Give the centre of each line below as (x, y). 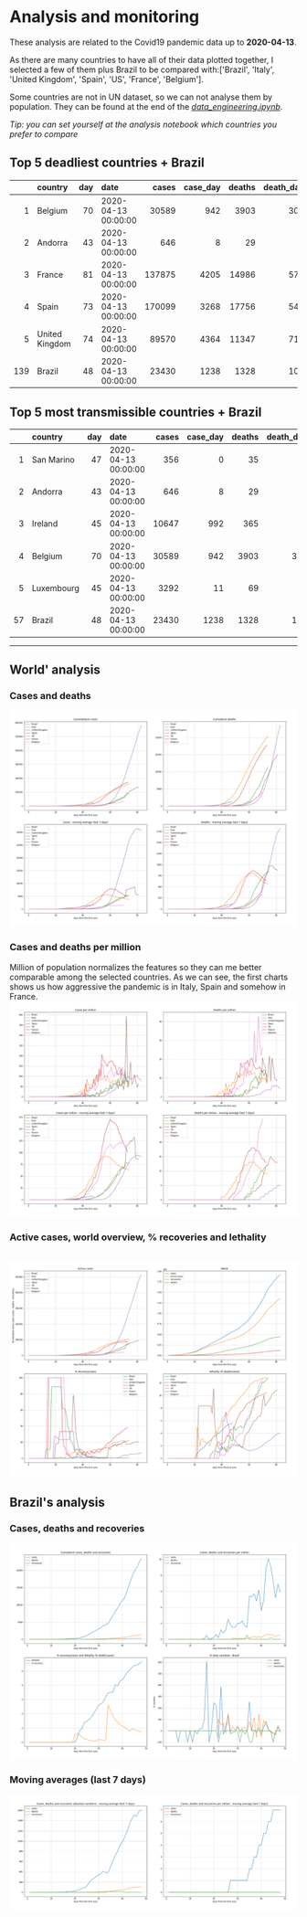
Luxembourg (55, 588)
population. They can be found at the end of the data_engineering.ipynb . (146, 106)
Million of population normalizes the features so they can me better (136, 967)
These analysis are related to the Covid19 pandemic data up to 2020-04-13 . (153, 42)
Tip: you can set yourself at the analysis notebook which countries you (143, 124)
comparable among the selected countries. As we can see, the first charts (149, 977)
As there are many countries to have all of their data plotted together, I (142, 59)
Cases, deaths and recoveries (77, 1529)
